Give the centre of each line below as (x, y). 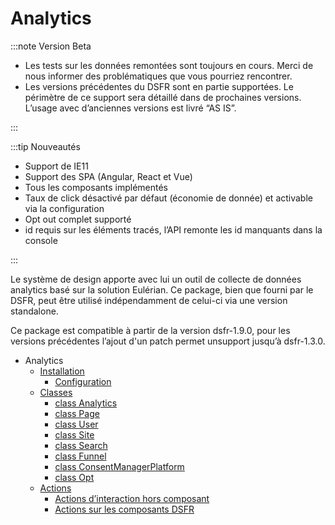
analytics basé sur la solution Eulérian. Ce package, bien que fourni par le (162, 289)
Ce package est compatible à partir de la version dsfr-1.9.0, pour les (150, 330)
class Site (74, 434)
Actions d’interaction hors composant (132, 498)
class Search (81, 445)
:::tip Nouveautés (45, 146)
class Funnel (80, 456)
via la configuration (64, 208)
